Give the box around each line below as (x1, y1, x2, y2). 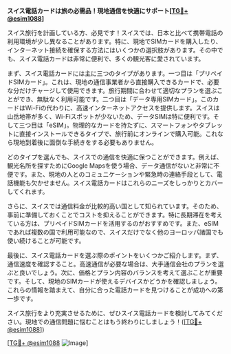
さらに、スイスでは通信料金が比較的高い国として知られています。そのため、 (7, 202, 223, 210)
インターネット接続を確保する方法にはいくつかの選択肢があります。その (7, 46, 212, 54)
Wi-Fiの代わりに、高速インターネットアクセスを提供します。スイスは (25, 104, 220, 112)
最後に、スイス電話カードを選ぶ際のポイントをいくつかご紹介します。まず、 (7, 251, 223, 259)
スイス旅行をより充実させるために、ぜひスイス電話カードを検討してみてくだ (7, 309, 223, 317)
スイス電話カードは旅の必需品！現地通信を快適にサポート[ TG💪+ (7, 7, 188, 14)
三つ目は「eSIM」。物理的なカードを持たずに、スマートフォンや (19, 121, 199, 129)
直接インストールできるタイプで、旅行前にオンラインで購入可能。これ (19, 130, 218, 137)
